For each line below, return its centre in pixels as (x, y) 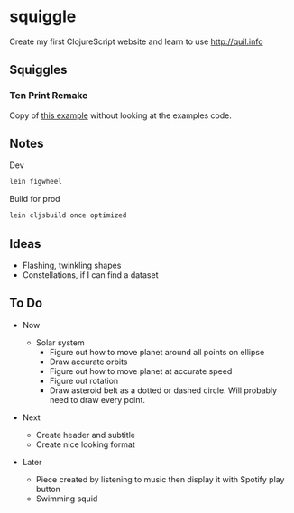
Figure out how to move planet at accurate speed (141, 371)
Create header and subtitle (85, 435)
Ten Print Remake (49, 96)
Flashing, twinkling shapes (72, 265)
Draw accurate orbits (88, 362)
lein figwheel (36, 182)
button (48, 489)
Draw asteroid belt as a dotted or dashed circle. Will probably (163, 390)
